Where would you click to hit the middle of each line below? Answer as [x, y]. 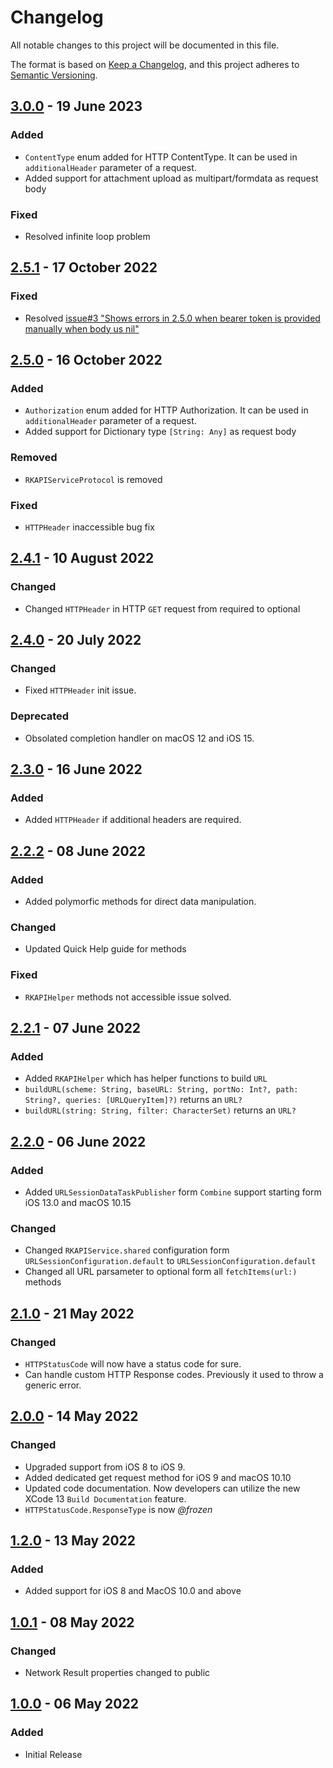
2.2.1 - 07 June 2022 [76, 1027]
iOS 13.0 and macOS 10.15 [78, 1202]
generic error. [53, 1385]
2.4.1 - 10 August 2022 [82, 558]
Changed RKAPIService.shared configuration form [127, 1250]
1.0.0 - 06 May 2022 [74, 1704]
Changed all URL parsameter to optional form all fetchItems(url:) [161, 1272]
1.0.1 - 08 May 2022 [72, 1622]
